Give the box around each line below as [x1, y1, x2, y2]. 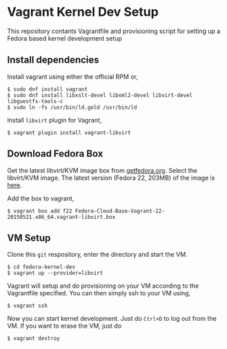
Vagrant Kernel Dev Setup [7, 4, 159, 20]
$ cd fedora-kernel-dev [7, 264, 76, 271]
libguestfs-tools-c [7, 98, 63, 105]
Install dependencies [7, 54, 99, 66]
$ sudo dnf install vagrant [7, 85, 88, 93]
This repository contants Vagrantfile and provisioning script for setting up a [7, 27, 221, 35]
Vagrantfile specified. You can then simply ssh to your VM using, [7, 289, 191, 297]
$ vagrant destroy [7, 335, 60, 342]
